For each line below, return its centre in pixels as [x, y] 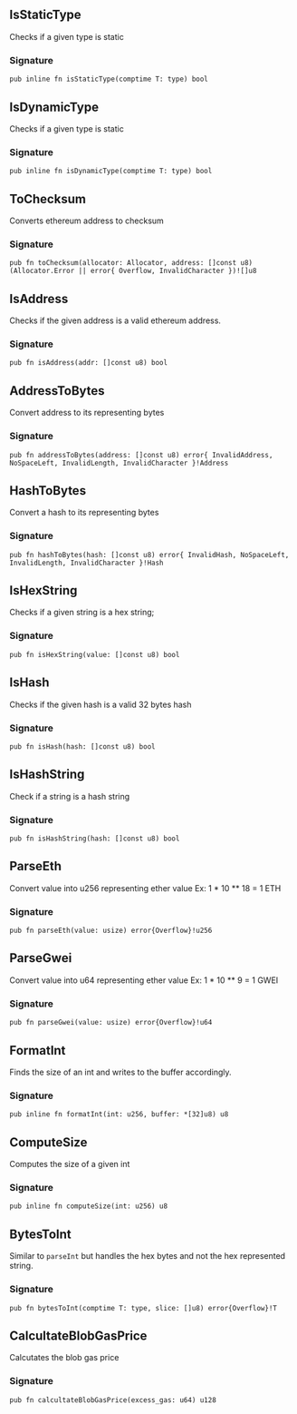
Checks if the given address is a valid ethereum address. [115, 320]
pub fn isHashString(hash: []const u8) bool [95, 839]
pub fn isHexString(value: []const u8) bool [95, 654]
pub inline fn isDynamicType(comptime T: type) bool [111, 172]
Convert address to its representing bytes [87, 413]
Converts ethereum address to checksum [87, 221]
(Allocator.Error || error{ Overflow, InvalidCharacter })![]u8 [133, 271]
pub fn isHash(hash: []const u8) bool [82, 746]
